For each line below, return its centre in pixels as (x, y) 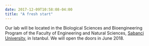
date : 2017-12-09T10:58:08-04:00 (39, 9)
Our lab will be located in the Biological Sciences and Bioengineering (74, 28)
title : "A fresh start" (29, 14)
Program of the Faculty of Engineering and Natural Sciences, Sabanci (74, 33)
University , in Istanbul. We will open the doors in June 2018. (65, 38)
